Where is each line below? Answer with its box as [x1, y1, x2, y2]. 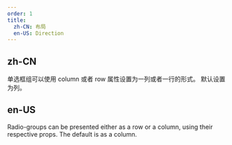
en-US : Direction [13, 29, 64, 37]
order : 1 [7, 10, 33, 17]
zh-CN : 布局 [13, 23, 47, 30]
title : [7, 17, 27, 24]
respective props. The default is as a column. [7, 130, 138, 138]
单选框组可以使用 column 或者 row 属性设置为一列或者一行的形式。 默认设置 [7, 75, 226, 84]
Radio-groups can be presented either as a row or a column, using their [7, 123, 213, 131]
